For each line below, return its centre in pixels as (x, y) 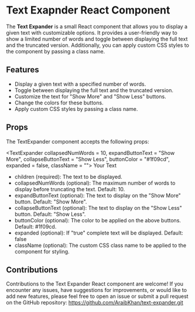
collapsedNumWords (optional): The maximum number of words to (95, 183)
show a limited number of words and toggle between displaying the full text (97, 39)
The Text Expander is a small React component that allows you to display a (97, 26)
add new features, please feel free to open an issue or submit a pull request (97, 296)
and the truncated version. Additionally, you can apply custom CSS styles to (97, 45)
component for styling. (42, 251)
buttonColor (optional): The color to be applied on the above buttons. (98, 220)
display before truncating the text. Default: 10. (70, 189)
